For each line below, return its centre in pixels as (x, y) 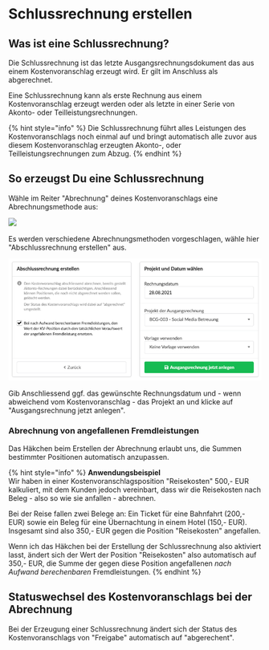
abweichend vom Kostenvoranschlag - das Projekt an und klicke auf (121, 401)
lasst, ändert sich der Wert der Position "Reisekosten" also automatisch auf (132, 555)
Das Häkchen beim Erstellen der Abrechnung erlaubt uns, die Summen (125, 448)
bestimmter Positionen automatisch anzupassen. (89, 457)
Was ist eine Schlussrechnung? (89, 44)
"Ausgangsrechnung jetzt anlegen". (67, 410)
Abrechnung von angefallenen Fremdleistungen (104, 431)
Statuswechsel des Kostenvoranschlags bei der (130, 597)
